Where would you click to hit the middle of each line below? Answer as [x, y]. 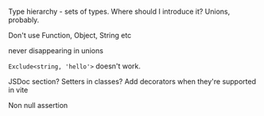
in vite [18, 90]
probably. [24, 20]
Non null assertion [38, 105]
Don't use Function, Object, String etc [70, 35]
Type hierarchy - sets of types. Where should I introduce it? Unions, [119, 12]
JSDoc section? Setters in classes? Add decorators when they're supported [132, 81]
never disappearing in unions [56, 50]
